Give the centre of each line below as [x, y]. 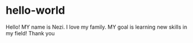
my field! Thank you [30, 33]
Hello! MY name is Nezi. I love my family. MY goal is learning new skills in [96, 27]
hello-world [36, 10]
